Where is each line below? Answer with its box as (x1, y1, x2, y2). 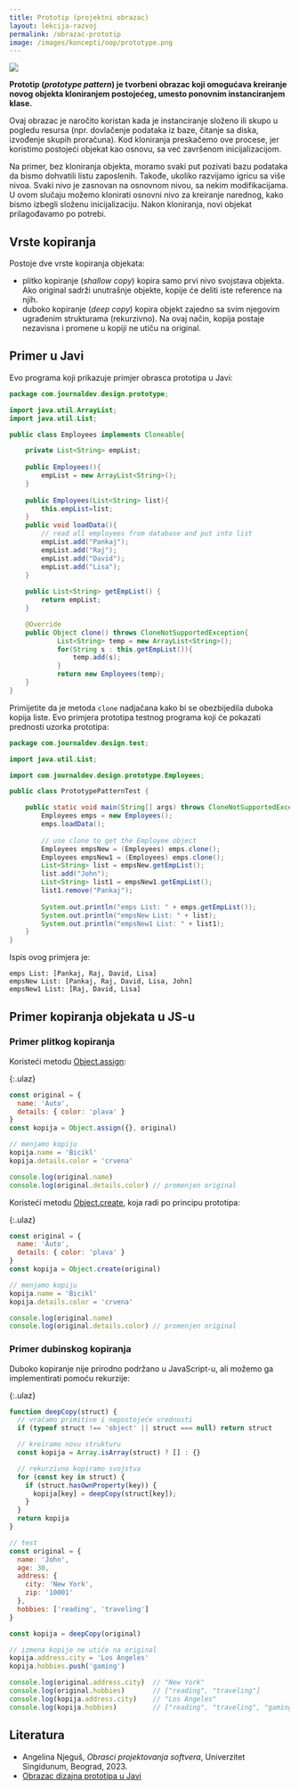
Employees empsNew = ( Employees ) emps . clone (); (41, 844, 221, 853)
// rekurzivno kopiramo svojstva (17, 1464, 141, 1473)
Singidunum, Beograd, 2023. (21, 1761, 128, 1771)
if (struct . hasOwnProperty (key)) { (25, 1480, 158, 1490)
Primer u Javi (9, 349, 85, 364)
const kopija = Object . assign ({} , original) (9, 1123, 177, 1133)
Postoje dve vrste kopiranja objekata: (9, 258, 145, 269)
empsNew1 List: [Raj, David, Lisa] (9, 985, 141, 994)
